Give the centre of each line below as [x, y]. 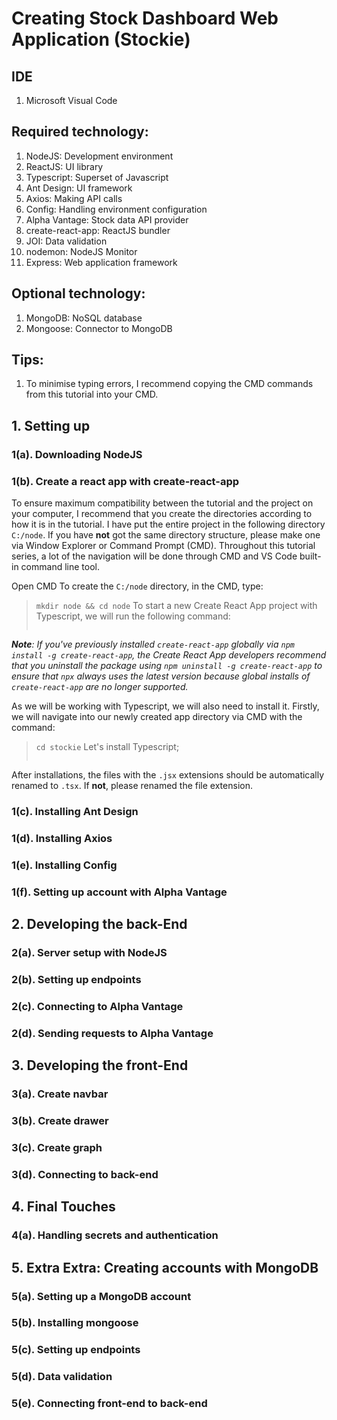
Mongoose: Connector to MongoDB [99, 328]
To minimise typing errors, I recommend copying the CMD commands [169, 384]
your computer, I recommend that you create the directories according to [162, 514]
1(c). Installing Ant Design [75, 811]
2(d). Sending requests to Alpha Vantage [112, 1033]
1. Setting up [51, 425]
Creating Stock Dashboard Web [145, 18]
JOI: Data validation [66, 241]
